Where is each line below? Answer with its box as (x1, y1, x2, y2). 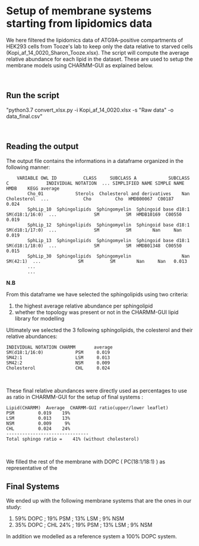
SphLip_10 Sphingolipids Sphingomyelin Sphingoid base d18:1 (27, 206, 190, 212)
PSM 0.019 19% (6, 410, 70, 416)
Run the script (6, 90, 59, 101)
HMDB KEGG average (6, 186, 60, 192)
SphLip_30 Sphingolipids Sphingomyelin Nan (27, 253, 190, 259)
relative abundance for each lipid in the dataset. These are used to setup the (6, 55, 193, 62)
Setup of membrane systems (6, 4, 152, 18)
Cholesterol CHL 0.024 (6, 365, 110, 371)
